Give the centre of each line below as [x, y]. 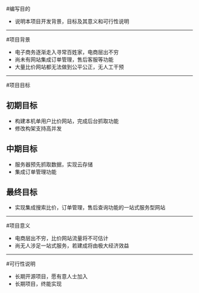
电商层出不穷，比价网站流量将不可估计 [61, 238]
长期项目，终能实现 [38, 284]
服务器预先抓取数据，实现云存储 [54, 164]
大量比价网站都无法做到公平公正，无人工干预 [69, 67]
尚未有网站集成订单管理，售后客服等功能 [64, 59]
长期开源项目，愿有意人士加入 [51, 276]
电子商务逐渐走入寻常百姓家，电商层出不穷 [67, 52]
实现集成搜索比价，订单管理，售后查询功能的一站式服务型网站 [90, 208]
